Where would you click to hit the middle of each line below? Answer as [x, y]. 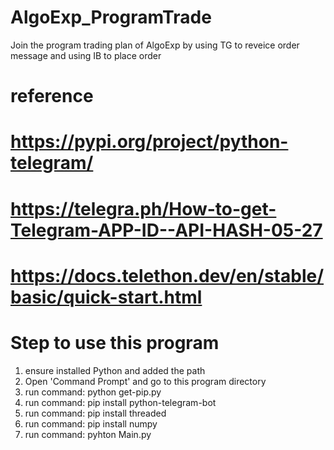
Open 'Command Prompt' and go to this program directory [145, 381]
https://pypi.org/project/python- [149, 142]
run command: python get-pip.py [93, 392]
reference [52, 96]
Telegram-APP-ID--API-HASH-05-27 [166, 230]
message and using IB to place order [86, 55]
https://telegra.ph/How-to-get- [143, 208]
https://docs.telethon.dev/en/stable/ [167, 275]
